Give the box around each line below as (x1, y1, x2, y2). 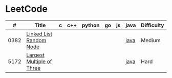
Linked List (26, 30, 53, 37)
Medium (140, 36, 161, 44)
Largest (26, 51, 45, 59)
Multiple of (26, 57, 52, 65)
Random (26, 36, 47, 44)
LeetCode (5, 3, 48, 15)
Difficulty (140, 22, 164, 29)
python (81, 22, 100, 29)
